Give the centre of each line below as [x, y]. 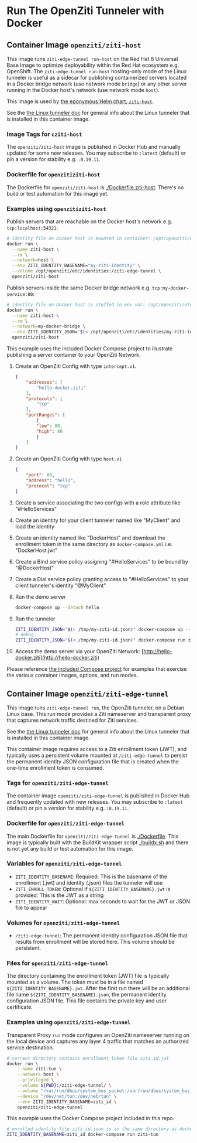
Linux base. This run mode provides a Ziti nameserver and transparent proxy [99, 714]
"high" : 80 [50, 431]
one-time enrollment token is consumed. [56, 767]
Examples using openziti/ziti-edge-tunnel [69, 1022]
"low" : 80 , [50, 426]
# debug [24, 635]
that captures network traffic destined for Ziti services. [72, 720]
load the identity [35, 526]
